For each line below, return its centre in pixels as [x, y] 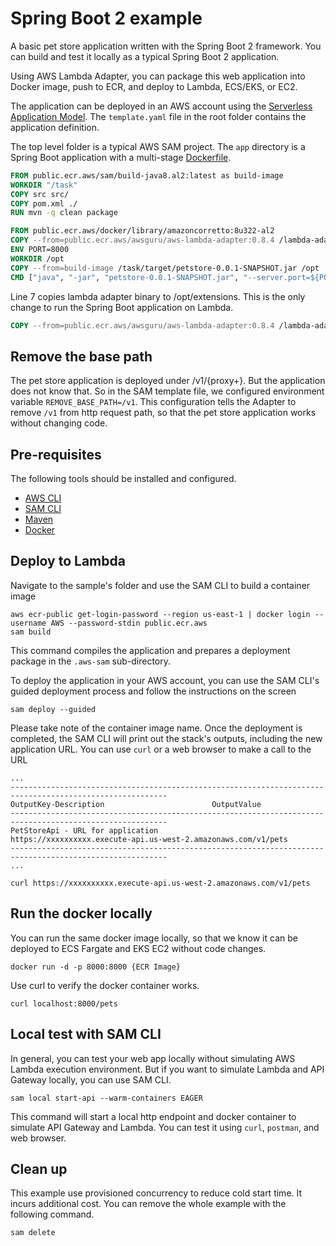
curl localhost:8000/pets [64, 1003]
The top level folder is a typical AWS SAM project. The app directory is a [158, 146]
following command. [52, 1214]
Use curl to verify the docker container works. [105, 985]
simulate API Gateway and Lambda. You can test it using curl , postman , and [165, 1127]
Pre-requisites [56, 454]
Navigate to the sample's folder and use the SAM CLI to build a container [160, 585]
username [28, 623]
